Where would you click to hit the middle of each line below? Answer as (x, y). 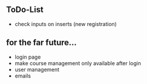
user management (37, 69)
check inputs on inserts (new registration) (65, 24)
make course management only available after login (78, 63)
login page (28, 57)
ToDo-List (25, 10)
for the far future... (41, 43)
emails (23, 76)
